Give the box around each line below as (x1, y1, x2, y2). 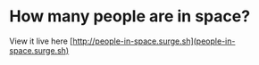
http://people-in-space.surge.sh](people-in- (72, 36, 236, 46)
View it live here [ (9, 36, 73, 46)
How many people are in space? (9, 6, 251, 27)
